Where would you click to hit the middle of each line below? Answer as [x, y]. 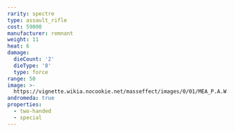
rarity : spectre [31, 14]
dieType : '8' [33, 66]
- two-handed [33, 111]
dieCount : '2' [34, 59]
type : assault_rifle [37, 20]
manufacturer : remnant [40, 33]
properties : [24, 105]
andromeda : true [31, 98]
